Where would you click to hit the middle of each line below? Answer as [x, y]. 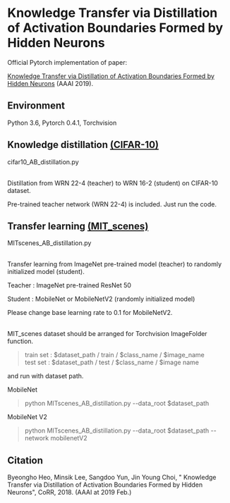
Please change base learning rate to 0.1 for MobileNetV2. [90, 313]
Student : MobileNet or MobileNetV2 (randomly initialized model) [101, 299]
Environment [36, 106]
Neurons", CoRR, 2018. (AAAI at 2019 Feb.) [69, 492]
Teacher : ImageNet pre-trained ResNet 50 [69, 285]
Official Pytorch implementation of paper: [67, 62]
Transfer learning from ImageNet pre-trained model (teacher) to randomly [115, 264]
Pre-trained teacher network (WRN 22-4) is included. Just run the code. [112, 204]
